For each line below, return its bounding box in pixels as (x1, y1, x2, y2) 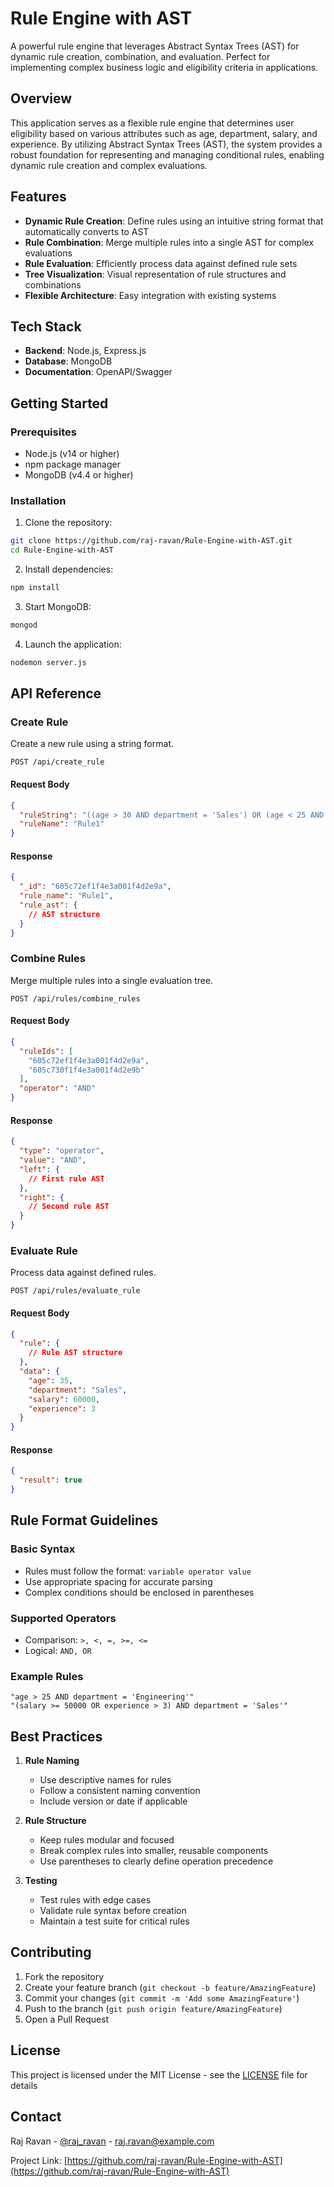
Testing (24, 1875, 58, 1887)
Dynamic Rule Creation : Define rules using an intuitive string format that (24, 215, 324, 227)
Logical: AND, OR (24, 1644, 92, 1656)
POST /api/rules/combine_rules (10, 993, 141, 1004)
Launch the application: (24, 638, 122, 650)
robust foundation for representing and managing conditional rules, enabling (10, 148, 325, 161)
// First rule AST (28, 1173, 105, 1184)
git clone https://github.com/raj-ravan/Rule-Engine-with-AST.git (10, 536, 293, 546)
